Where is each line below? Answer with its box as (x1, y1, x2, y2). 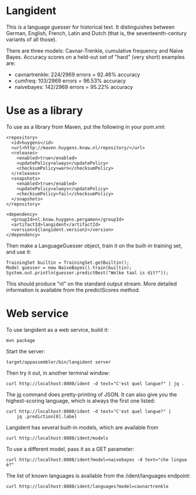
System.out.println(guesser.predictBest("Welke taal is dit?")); (6, 270, 169, 276)
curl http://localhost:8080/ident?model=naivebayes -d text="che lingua (6, 456, 187, 463)
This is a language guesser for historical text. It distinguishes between (6, 23, 175, 30)
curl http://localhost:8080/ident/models (6, 435, 109, 441)
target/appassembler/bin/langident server (6, 359, 111, 365)
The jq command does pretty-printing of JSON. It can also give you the (6, 391, 177, 398)
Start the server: (6, 348, 46, 355)
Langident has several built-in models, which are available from (6, 424, 159, 431)
